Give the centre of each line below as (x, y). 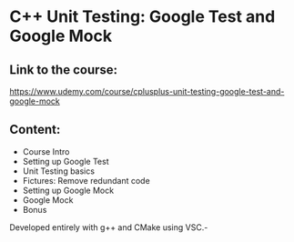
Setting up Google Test (66, 161)
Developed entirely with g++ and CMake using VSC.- (109, 227)
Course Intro (46, 151)
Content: (35, 130)
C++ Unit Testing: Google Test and (142, 17)
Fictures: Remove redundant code (86, 180)
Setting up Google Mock (68, 190)
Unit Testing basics (59, 171)
